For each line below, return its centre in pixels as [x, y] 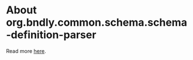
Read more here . [26, 51]
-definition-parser [51, 35]
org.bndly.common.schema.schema [96, 22]
